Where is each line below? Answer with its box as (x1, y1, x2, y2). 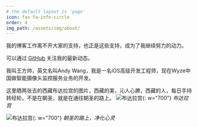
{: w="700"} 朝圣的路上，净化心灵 (32, 115, 115, 122)
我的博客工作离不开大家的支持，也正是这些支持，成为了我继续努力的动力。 (6, 42, 187, 49)
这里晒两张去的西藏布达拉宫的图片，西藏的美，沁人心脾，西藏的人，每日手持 (6, 87, 192, 95)
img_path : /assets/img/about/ (6, 25, 81, 31)
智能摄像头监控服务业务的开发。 (16, 74, 94, 82)
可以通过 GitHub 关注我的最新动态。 (6, 54, 93, 62)
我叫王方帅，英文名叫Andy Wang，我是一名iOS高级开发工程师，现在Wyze (6, 67, 186, 74)
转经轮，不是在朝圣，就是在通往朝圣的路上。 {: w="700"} (6, 95, 172, 102)
